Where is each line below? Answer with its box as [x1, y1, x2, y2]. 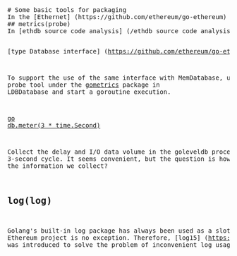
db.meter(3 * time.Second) [7, 121, 101, 129]
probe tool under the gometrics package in [7, 81, 160, 89]
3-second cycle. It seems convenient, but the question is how [7, 155, 231, 163]
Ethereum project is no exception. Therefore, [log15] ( [7, 233, 209, 242]
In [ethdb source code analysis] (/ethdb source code [7, 28, 197, 35]
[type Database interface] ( [7, 47, 108, 55]
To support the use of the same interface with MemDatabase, [7, 74, 224, 82]
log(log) [7, 195, 53, 207]
